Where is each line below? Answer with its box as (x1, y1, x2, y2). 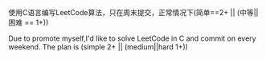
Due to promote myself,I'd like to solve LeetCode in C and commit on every (8, 33, 256, 43)
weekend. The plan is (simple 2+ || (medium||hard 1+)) (8, 42, 189, 51)
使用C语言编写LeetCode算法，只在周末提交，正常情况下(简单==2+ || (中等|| (8, 8, 259, 17)
